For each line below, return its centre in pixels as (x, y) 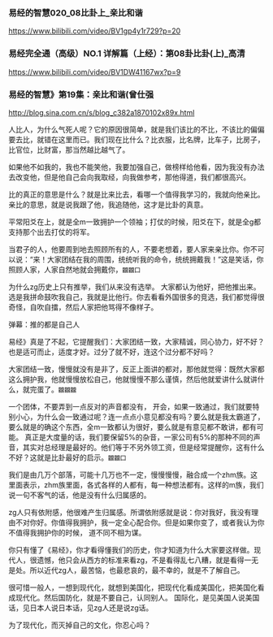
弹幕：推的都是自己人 (44, 324)
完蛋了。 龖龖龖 (53, 389)
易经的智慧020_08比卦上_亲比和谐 (76, 12)
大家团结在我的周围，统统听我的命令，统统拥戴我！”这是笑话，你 (156, 259)
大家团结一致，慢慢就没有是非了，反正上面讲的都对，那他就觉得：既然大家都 (136, 369)
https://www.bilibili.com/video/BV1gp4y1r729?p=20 (95, 31)
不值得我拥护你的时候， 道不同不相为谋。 (77, 532)
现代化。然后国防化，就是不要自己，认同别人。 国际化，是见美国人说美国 (137, 597)
